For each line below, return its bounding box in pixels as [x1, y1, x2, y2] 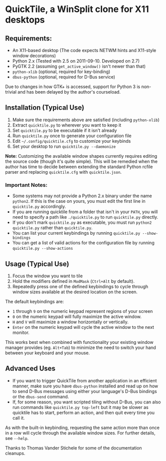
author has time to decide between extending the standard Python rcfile [5, 164, 153, 170]
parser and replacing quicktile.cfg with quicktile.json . [5, 169, 122, 175]
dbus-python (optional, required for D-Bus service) [12, 74, 116, 80]
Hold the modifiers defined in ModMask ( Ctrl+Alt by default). [12, 278, 135, 284]
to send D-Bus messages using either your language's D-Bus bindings [12, 388, 157, 394]
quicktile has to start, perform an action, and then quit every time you [12, 409, 155, 415]
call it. [12, 414, 25, 421]
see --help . [5, 435, 29, 441]
